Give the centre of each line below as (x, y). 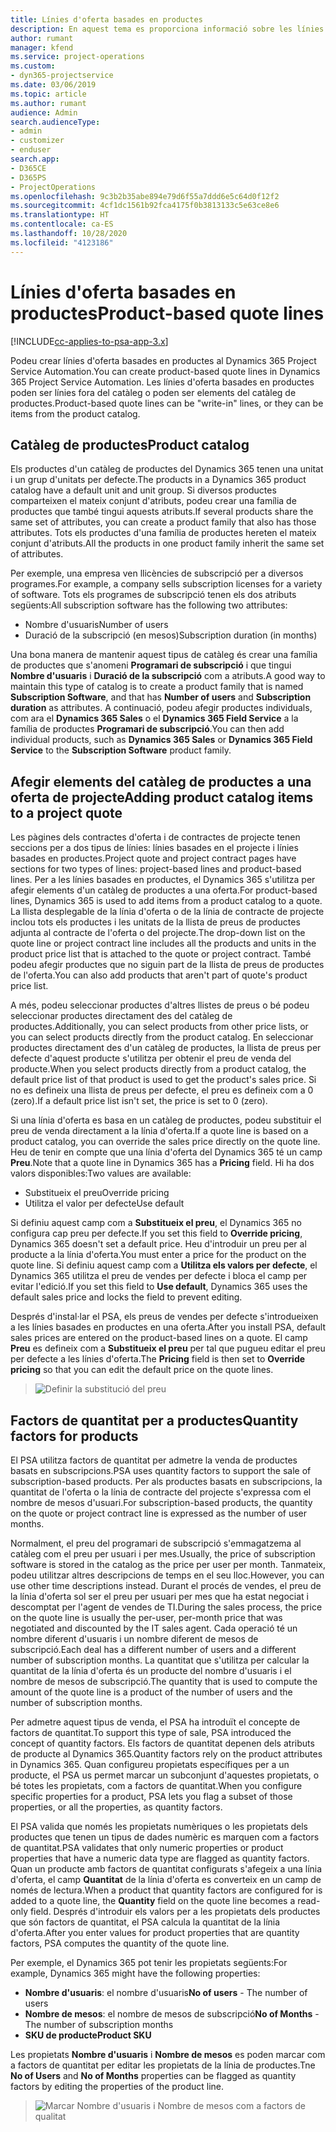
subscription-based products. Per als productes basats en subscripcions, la (166, 1481)
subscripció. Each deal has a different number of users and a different (153, 1649)
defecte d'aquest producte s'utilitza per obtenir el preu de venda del (151, 1058)
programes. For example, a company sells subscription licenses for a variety (166, 584)
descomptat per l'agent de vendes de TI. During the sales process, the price (166, 1607)
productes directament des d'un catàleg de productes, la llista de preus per (166, 1048)
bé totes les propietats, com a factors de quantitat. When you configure (156, 1785)
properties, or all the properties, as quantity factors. (116, 1807)
